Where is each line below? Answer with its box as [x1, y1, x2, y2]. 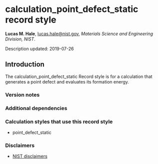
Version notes [5, 91, 40, 98]
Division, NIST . [5, 36, 36, 42]
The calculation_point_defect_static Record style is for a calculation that [5, 73, 153, 79]
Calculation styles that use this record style [5, 118, 113, 125]
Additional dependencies [5, 104, 67, 111]
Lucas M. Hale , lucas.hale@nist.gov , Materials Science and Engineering [5, 30, 154, 36]
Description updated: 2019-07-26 [5, 45, 74, 51]
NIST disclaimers [12, 153, 48, 159]
